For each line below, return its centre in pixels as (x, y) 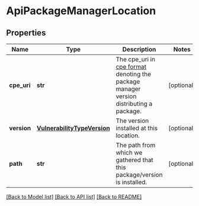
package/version (139, 175)
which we (129, 152)
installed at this (137, 128)
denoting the (134, 74)
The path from (136, 145)
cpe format (131, 67)
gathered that (135, 160)
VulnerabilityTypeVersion (73, 128)
